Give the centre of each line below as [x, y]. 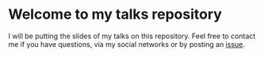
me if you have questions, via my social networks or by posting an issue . [127, 44]
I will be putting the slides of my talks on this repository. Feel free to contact [132, 36]
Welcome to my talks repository [115, 14]
